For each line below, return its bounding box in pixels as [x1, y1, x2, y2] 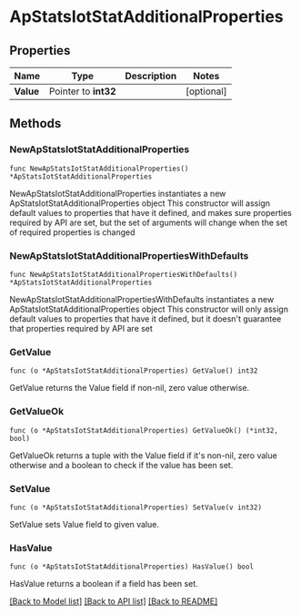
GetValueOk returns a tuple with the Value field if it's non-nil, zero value [9, 449, 277, 461]
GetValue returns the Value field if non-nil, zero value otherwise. [9, 383, 250, 394]
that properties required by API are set [9, 323, 153, 333]
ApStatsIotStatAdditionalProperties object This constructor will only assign [9, 303, 289, 314]
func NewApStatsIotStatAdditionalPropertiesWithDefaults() [9, 270, 238, 279]
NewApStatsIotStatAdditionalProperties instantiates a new [9, 188, 226, 199]
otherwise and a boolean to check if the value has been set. [9, 459, 234, 470]
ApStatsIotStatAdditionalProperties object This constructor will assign [9, 198, 271, 209]
